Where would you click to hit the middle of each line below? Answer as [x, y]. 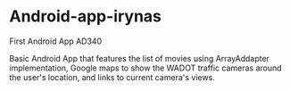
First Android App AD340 [56, 41]
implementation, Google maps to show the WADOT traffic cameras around [146, 68]
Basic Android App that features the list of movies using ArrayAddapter [140, 58]
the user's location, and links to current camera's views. [112, 77]
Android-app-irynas [86, 17]
